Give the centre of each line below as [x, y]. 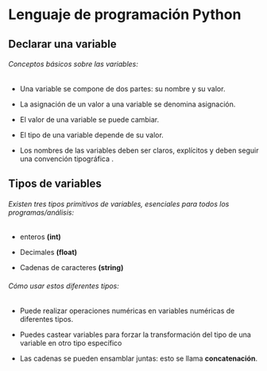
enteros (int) [40, 237]
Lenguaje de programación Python [125, 15]
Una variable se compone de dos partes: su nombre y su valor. [122, 88]
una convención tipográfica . [66, 158]
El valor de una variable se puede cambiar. [89, 119]
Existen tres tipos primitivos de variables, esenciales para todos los [119, 203]
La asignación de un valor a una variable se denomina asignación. [128, 104]
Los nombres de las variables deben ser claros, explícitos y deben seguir [139, 150]
